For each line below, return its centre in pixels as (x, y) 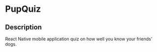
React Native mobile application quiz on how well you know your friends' (79, 39)
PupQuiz (23, 9)
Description (23, 27)
